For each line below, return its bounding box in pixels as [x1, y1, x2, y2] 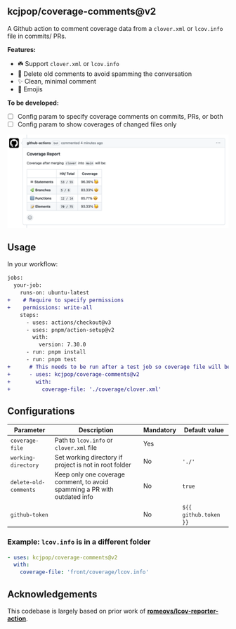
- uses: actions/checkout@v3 [25, 319, 112, 326]
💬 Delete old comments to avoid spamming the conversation [17, 70, 192, 78]
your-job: [13, 282, 42, 289]
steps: [20, 311, 39, 318]
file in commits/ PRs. [7, 32, 67, 40]
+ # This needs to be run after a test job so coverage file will [7, 363, 221, 370]
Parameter [13, 425, 46, 434]
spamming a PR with [55, 485, 114, 494]
